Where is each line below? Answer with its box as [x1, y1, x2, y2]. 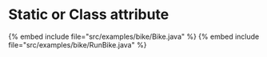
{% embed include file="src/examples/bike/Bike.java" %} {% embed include [8, 32, 260, 41]
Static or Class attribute [8, 6, 169, 24]
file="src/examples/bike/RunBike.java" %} [8, 40, 147, 49]
